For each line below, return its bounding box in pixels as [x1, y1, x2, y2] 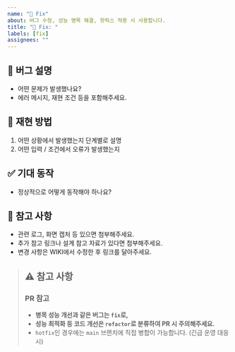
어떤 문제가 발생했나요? [17, 84, 82, 92]
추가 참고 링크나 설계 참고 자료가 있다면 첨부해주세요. [17, 239, 163, 248]
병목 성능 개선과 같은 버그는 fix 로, [35, 311, 128, 320]
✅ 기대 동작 [7, 167, 54, 180]
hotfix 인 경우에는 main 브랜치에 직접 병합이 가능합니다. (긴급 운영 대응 [35, 329, 229, 337]
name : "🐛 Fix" [7, 10, 49, 18]
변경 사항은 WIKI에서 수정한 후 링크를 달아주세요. [17, 248, 152, 256]
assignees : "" [7, 37, 49, 44]
